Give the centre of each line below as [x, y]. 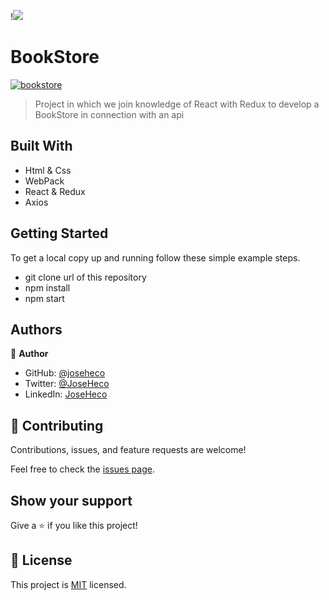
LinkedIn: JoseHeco [66, 394]
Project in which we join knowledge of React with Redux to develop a [177, 104]
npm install [47, 287]
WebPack [44, 181]
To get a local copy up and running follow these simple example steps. [155, 257]
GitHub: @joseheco [65, 373]
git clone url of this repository [85, 277]
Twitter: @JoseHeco [67, 384]
